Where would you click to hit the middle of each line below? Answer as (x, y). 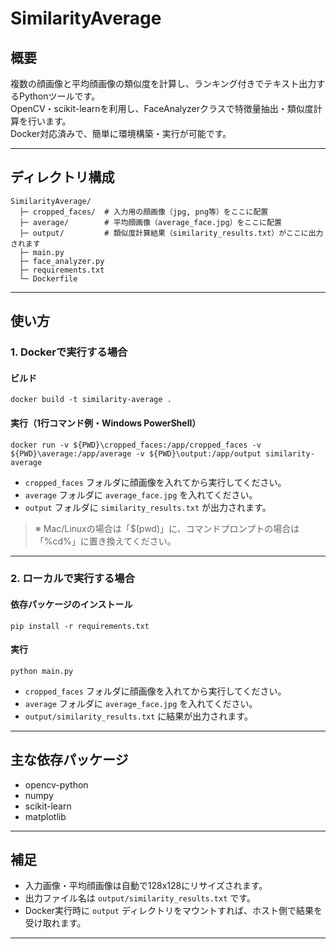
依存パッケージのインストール (71, 604)
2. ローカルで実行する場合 (73, 579)
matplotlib (45, 816)
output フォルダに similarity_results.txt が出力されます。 (148, 507)
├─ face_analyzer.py (62, 261)
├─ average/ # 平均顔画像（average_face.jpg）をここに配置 (150, 222)
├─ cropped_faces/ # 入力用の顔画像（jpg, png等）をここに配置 (144, 212)
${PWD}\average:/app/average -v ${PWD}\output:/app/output (136, 453)
